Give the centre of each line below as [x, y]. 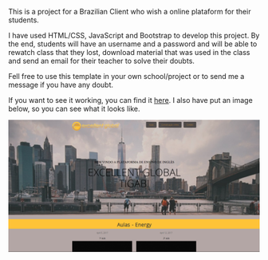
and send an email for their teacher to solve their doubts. [102, 61]
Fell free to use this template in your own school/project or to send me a [126, 76]
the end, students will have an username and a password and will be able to [133, 44]
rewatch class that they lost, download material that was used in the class [129, 52]
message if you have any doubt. [61, 85]
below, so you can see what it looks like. [75, 108]
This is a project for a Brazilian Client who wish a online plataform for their [130, 12]
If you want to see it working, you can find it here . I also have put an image [130, 100]
